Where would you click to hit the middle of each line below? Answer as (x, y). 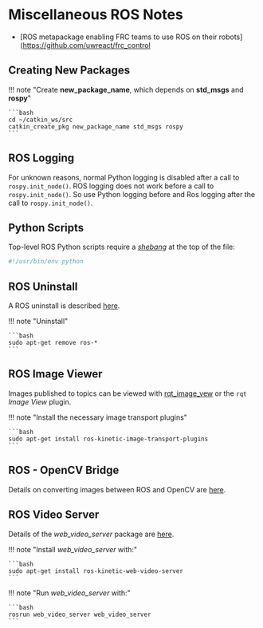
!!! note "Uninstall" (38, 322)
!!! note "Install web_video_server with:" (73, 549)
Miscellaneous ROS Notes (96, 15)
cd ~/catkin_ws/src (41, 120)
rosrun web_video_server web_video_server (80, 614)
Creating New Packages (69, 71)
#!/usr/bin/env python (46, 262)
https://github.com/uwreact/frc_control (87, 45)
